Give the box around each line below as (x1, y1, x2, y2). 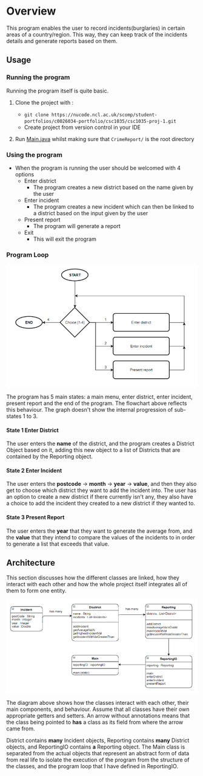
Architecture (6, 558, 56, 568)
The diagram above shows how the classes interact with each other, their (6, 699, 189, 706)
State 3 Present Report (6, 514, 65, 521)
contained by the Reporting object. (6, 453, 93, 460)
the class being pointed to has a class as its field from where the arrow (6, 718, 184, 726)
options (15, 170, 35, 178)
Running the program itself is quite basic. (6, 87, 109, 94)
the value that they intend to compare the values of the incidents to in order (6, 533, 196, 541)
